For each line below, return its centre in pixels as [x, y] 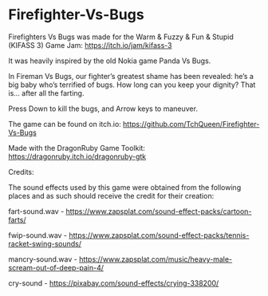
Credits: [21, 172]
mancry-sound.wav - [43, 259]
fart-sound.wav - [36, 211]
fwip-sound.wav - [38, 235]
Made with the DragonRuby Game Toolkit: [77, 148]
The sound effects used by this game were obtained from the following [125, 187]
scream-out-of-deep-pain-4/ [56, 267]
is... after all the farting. [46, 93]
